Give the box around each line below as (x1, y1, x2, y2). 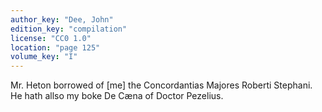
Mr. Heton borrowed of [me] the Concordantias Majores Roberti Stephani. (10, 79, 313, 91)
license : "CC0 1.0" (10, 33, 92, 43)
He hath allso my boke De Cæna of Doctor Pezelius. (10, 90, 224, 102)
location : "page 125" (10, 42, 101, 53)
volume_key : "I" (10, 52, 78, 62)
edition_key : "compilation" (10, 24, 128, 34)
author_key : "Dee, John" (10, 14, 114, 25)
